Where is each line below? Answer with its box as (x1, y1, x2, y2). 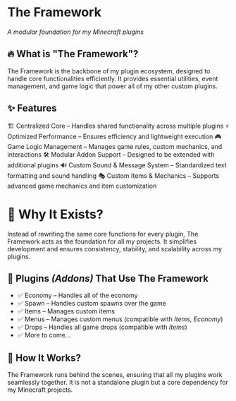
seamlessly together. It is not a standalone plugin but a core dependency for (7, 378, 229, 387)
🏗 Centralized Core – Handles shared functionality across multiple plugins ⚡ (7, 121, 230, 130)
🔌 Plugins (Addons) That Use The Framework (7, 273, 209, 285)
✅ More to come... (17, 331, 71, 340)
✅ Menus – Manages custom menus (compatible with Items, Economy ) (17, 315, 223, 323)
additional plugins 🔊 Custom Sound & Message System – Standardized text (7, 160, 227, 169)
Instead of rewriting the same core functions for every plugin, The (7, 229, 199, 238)
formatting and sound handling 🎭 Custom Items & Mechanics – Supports (7, 171, 220, 180)
